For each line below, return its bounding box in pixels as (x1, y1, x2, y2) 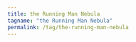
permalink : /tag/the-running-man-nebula (7, 23, 130, 31)
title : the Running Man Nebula (7, 10, 100, 18)
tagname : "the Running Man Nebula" (7, 17, 113, 24)
